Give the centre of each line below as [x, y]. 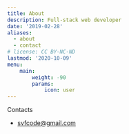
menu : [15, 65]
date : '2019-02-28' [35, 26]
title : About [26, 13]
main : [28, 71]
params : [43, 84]
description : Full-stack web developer [64, 20]
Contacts [20, 110]
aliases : [20, 33]
